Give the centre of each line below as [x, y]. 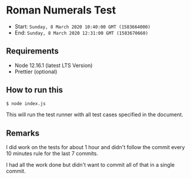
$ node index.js [26, 103]
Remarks [23, 133]
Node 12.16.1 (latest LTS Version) [53, 65]
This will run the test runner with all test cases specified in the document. [95, 114]
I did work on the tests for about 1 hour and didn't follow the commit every [95, 147]
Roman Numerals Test [61, 10]
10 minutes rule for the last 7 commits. [52, 154]
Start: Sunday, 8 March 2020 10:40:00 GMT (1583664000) [83, 26]
